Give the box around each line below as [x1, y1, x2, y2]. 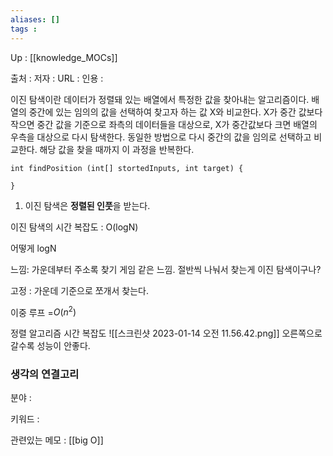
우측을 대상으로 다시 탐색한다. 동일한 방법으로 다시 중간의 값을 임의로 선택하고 [10, 131, 312, 143]
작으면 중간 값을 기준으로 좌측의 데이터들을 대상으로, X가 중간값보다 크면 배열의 [10, 118, 318, 130]
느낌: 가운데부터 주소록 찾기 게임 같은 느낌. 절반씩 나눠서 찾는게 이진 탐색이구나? [10, 263, 322, 275]
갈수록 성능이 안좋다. [10, 340, 91, 352]
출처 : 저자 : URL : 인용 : [10, 72, 104, 84]
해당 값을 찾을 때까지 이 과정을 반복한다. [39, 143, 195, 155]
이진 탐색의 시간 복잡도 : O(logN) [10, 221, 139, 233]
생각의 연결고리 [10, 367, 80, 381]
